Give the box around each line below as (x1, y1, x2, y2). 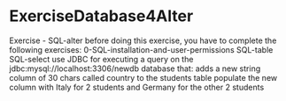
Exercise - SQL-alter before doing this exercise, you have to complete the (9, 35, 277, 46)
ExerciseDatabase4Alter (9, 6, 194, 26)
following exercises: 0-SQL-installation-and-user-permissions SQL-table (9, 44, 274, 54)
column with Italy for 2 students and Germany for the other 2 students (9, 82, 265, 92)
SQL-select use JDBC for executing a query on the (9, 54, 194, 64)
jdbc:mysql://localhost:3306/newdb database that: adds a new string (9, 63, 261, 74)
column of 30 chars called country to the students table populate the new (9, 72, 278, 83)
